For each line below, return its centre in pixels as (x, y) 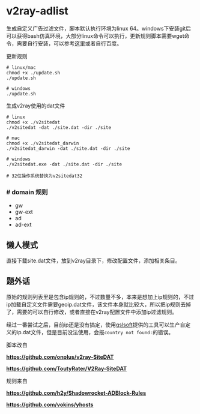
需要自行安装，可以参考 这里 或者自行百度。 (69, 43)
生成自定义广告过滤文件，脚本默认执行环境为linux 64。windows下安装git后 (98, 28)
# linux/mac (21, 67)
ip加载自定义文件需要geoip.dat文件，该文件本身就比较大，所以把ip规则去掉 (99, 304)
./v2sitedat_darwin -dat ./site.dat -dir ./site (68, 148)
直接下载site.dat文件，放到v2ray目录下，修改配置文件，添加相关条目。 (93, 261)
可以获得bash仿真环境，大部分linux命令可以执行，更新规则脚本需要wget (95, 36)
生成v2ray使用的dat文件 (36, 106)
